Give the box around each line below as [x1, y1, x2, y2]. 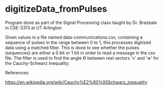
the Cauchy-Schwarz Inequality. [5, 60, 70, 66]
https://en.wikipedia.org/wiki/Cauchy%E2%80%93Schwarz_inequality [5, 79, 148, 85]
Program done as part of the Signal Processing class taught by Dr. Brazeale [5, 20, 158, 25]
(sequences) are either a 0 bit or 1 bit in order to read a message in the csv [5, 50, 156, 56]
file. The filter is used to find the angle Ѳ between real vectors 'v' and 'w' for [5, 55, 159, 61]
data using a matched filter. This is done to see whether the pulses [5, 45, 140, 50]
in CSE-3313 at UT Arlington [5, 24, 62, 30]
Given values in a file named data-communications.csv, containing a [5, 34, 143, 40]
